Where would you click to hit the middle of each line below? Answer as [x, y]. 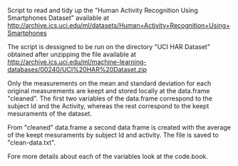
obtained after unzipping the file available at [72, 54]
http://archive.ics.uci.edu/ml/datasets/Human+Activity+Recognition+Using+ [119, 25]
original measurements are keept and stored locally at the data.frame [109, 91]
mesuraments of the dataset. [50, 114]
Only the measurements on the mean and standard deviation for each [109, 83]
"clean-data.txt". [32, 142]
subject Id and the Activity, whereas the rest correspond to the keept [108, 106]
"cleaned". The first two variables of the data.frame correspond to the [110, 98]
